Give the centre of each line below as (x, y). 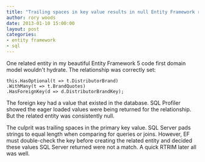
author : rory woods (31, 18)
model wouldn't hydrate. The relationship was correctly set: (81, 69)
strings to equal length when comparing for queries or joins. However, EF (98, 134)
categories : (21, 35)
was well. (18, 153)
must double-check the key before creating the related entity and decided (99, 140)
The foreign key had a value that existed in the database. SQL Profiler (94, 103)
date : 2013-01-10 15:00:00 (41, 23)
